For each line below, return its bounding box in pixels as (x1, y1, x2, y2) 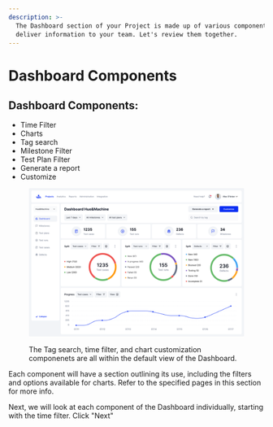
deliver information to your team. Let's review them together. (15, 30, 238, 38)
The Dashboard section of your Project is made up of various (15, 21, 231, 30)
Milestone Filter (19, 146, 73, 156)
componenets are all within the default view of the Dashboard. (28, 353, 237, 363)
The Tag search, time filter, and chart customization (28, 344, 201, 354)
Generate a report (19, 163, 80, 173)
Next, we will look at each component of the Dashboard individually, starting (8, 402, 264, 412)
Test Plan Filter (19, 155, 71, 164)
